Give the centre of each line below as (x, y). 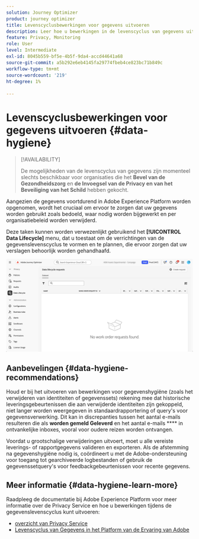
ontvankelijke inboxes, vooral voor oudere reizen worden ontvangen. (90, 430)
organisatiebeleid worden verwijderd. (52, 220)
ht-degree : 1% (24, 81)
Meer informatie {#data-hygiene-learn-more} (92, 485)
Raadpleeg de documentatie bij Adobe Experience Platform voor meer (92, 499)
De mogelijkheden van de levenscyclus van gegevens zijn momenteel (105, 171)
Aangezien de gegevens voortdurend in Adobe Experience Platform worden (99, 201)
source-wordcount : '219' (37, 75)
